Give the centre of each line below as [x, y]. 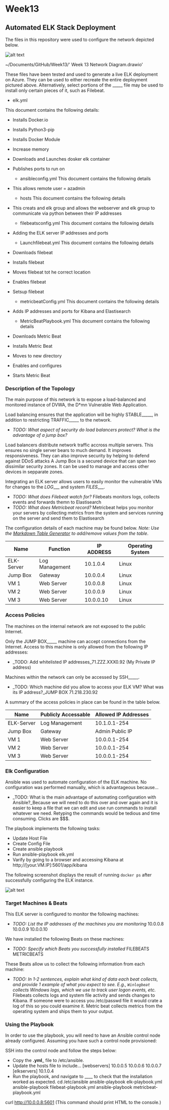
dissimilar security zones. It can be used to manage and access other [77, 467]
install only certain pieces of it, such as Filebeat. [55, 90]
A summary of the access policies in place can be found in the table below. [83, 702]
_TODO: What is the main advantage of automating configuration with [84, 797]
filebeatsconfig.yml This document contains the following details [87, 223]
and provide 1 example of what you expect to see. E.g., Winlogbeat [81, 985]
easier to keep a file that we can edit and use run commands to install [84, 808]
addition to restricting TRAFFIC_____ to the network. [58, 420]
